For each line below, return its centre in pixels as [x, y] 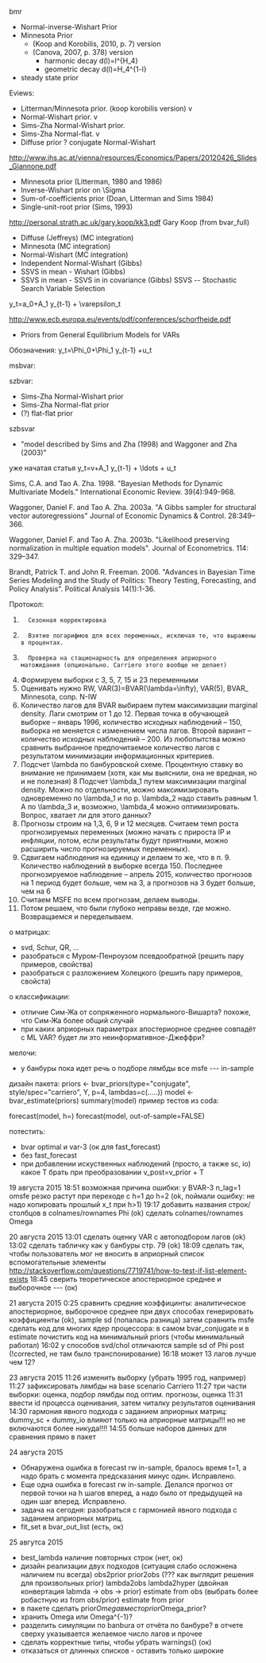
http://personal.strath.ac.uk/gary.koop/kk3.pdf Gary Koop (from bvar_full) [129, 222]
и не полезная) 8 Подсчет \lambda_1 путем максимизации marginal [133, 781]
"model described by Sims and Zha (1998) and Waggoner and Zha [129, 444]
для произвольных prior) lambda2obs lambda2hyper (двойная [124, 1583]
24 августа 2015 [36, 1452]
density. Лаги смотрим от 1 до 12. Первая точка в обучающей [125, 714]
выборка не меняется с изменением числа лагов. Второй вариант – [136, 730]
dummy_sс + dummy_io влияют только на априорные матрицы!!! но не [127, 1420]
